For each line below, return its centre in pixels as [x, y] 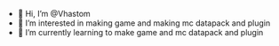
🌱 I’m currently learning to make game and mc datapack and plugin [140, 32]
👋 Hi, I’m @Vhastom [54, 14]
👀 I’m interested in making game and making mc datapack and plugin [144, 23]
